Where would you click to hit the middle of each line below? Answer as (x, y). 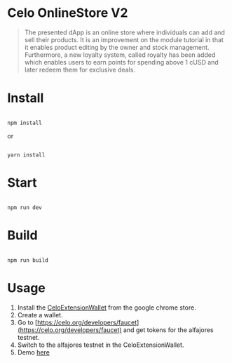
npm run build (28, 260)
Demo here (34, 352)
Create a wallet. (40, 315)
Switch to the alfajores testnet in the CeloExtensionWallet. (101, 345)
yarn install (26, 155)
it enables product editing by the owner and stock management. (117, 47)
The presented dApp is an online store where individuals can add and (125, 32)
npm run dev (25, 207)
